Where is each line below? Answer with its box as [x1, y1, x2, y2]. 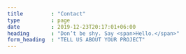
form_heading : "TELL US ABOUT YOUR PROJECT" [7, 36, 145, 43]
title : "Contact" [7, 10, 86, 18]
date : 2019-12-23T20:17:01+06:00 [7, 23, 136, 30]
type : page [7, 17, 71, 24]
